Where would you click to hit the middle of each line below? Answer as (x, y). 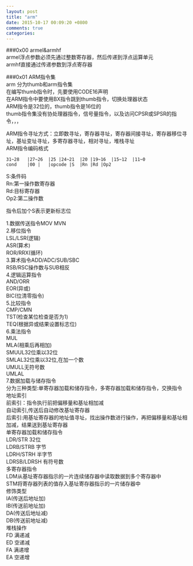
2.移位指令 (19, 231)
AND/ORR (18, 282)
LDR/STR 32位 (23, 440)
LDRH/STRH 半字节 (29, 454)
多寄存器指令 (21, 469)
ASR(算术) (18, 245)
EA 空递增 (18, 557)
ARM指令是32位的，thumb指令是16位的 (54, 106)
